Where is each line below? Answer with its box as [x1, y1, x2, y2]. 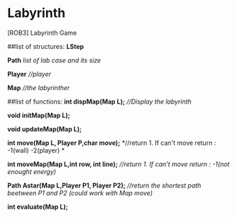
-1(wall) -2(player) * [7, 146, 65, 154]
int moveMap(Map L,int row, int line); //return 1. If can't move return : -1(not [7, 160, 230, 168]
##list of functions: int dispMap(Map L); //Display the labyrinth [7, 97, 192, 106]
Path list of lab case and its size [7, 55, 101, 65]
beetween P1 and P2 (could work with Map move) [7, 188, 153, 197]
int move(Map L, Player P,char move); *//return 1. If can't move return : [7, 138, 216, 147]
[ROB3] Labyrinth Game [7, 28, 77, 37]
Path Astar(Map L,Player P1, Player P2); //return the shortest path [7, 181, 202, 190]
